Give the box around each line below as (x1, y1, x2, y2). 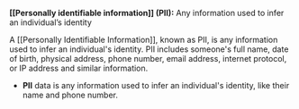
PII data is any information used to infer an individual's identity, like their (22, 80, 290, 90)
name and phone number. (22, 89, 119, 100)
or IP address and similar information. (9, 63, 149, 73)
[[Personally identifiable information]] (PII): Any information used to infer (9, 8, 285, 18)
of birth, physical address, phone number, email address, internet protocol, (9, 54, 287, 63)
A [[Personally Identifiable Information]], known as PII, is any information (9, 35, 278, 45)
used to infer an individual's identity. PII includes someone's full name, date (9, 44, 289, 54)
